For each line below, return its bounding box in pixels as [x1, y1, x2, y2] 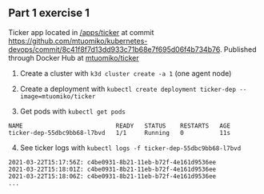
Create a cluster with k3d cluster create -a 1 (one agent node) [19, 68, 232, 78]
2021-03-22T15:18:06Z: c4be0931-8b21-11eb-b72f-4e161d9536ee [8, 172, 217, 180]
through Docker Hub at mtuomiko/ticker [8, 53, 139, 62]
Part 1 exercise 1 [8, 6, 90, 20]
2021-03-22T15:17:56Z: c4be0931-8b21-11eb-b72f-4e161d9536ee [8, 158, 217, 166]
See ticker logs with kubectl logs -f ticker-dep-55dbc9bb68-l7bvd [19, 143, 242, 152]
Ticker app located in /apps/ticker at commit [8, 27, 154, 37]
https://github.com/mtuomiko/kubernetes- [8, 36, 148, 46]
